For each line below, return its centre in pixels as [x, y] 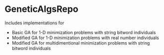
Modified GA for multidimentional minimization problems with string [81, 43]
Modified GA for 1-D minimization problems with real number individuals [85, 38]
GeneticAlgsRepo [41, 9]
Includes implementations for [35, 23]
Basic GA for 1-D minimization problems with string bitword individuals [84, 32]
